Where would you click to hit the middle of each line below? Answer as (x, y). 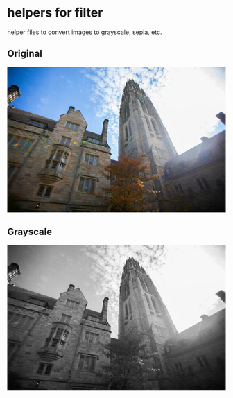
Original (25, 54)
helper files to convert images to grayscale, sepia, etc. (85, 32)
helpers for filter (55, 13)
